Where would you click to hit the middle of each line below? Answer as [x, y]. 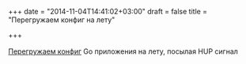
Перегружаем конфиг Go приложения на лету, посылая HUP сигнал [123, 51]
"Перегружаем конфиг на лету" [62, 20]
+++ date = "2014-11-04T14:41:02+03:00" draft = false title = [108, 11]
